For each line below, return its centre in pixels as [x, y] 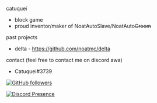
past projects [22, 37]
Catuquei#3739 [33, 71]
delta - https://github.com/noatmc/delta [62, 49]
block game [29, 20]
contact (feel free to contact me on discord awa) [64, 60]
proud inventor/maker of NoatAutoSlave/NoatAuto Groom [83, 26]
